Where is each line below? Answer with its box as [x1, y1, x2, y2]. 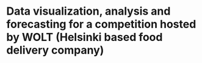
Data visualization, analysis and [6, 4, 171, 18]
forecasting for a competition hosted [6, 17, 197, 31]
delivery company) [6, 43, 104, 57]
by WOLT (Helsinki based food [6, 31, 163, 44]
